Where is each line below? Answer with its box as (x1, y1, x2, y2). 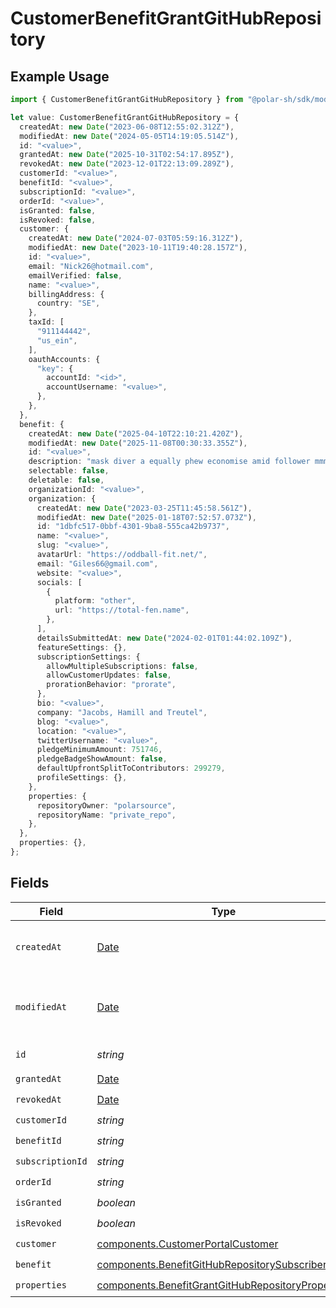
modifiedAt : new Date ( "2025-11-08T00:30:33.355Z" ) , (28, 438, 248, 448)
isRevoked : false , (19, 215, 97, 225)
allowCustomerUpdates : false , (46, 670, 172, 681)
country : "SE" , (36, 298, 101, 309)
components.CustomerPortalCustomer (96, 1237, 279, 1251)
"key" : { (36, 363, 74, 374)
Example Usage (10, 68, 110, 85)
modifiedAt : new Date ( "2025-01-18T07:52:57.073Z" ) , (36, 512, 257, 522)
